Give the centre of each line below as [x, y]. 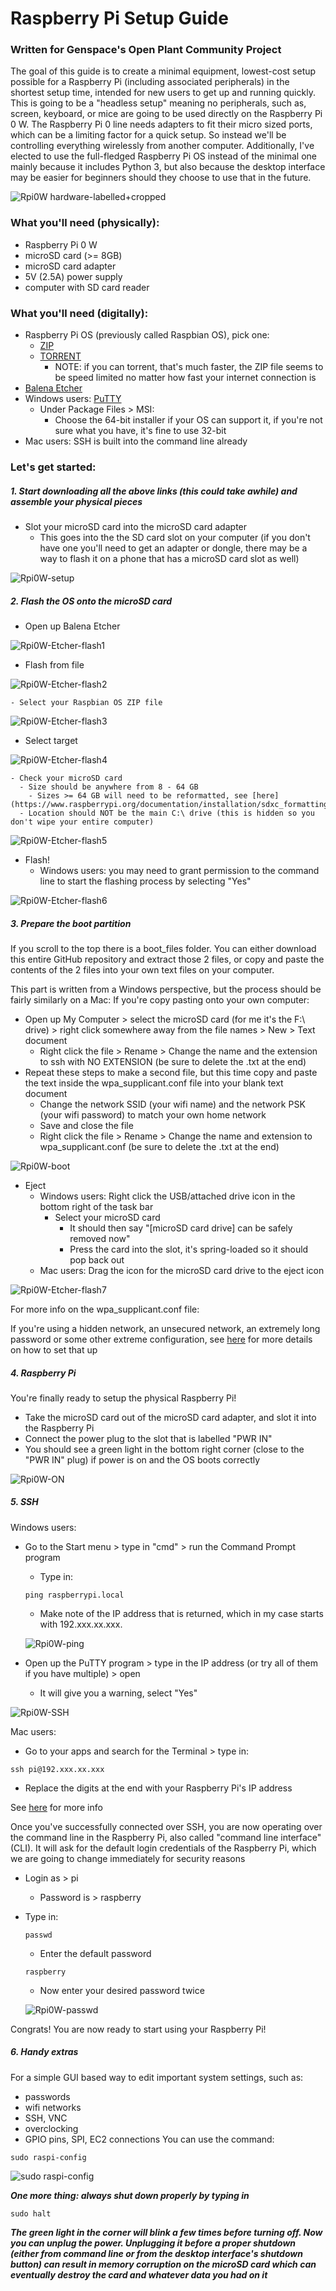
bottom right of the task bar [96, 1206]
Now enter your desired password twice [122, 1990]
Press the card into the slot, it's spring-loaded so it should [189, 1249]
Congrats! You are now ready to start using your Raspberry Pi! [138, 2029]
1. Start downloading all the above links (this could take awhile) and [154, 491]
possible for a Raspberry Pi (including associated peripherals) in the [150, 82]
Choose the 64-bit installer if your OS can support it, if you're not [188, 420]
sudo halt [31, 2213]
